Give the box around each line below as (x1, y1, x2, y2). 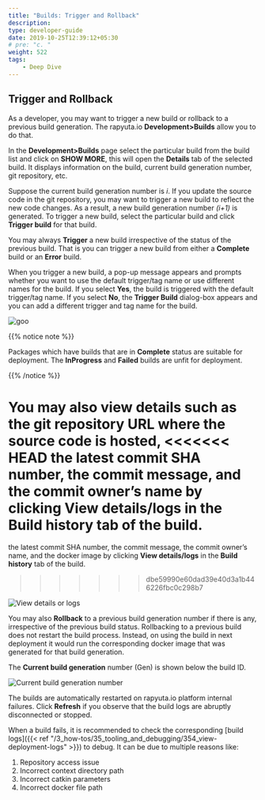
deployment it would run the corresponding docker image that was (8, 639, 225, 648)
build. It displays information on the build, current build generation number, (8, 162, 252, 172)
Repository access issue (19, 757, 100, 767)
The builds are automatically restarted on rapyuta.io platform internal (8, 693, 233, 703)
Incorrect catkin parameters (19, 774, 111, 783)
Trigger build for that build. (8, 219, 97, 229)
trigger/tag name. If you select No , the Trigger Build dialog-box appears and (8, 292, 258, 301)
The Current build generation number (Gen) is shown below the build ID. (8, 662, 247, 672)
